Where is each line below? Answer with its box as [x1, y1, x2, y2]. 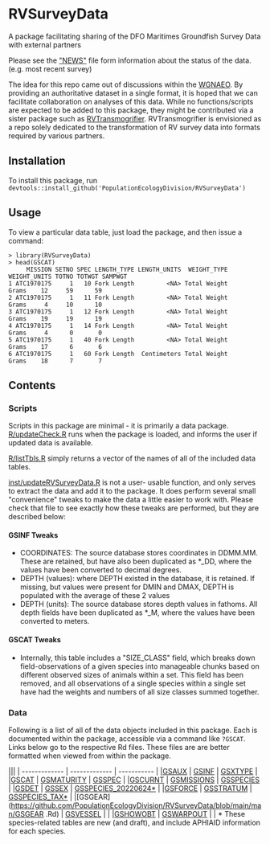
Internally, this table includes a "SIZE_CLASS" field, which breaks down [19, 653, 256, 662]
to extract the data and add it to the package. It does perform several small [8, 486, 256, 496]
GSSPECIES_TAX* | [8, 792, 72, 801]
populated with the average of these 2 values [19, 591, 170, 600]
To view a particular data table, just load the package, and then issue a [8, 227, 243, 237]
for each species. [8, 826, 66, 836]
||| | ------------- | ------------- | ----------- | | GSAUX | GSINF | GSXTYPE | [8, 766, 258, 776]
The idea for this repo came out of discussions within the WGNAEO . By [8, 80, 243, 89]
